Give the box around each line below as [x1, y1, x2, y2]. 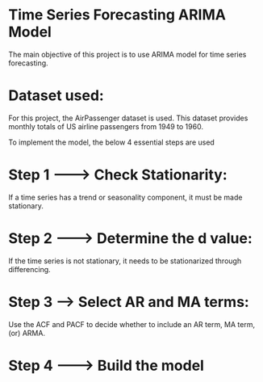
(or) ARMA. [8, 328, 46, 338]
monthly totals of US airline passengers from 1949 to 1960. [8, 121, 204, 131]
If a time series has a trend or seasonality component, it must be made [8, 192, 243, 202]
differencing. [8, 264, 51, 274]
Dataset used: [8, 86, 105, 105]
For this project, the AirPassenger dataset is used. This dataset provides [8, 113, 248, 123]
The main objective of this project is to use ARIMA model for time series [8, 49, 247, 59]
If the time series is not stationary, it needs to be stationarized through [8, 256, 242, 266]
